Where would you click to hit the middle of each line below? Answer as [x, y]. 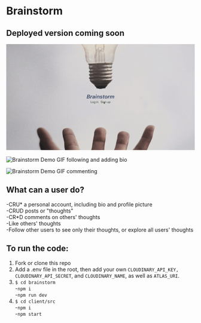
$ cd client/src [35, 302]
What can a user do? [45, 190]
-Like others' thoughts [33, 223]
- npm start [28, 313]
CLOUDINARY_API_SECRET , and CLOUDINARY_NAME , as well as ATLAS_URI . [97, 275]
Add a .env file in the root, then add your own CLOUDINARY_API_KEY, [97, 269]
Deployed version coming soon [65, 33]
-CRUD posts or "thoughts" [40, 211]
